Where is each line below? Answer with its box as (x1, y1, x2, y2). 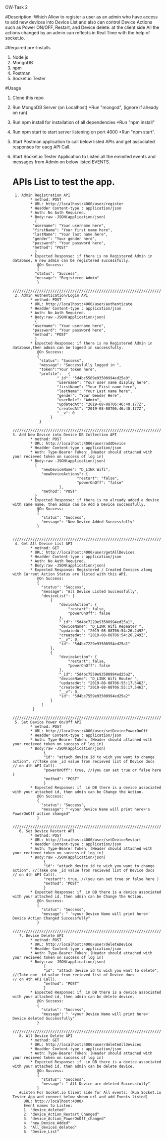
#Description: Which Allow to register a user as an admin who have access (5, 14, 158, 19)
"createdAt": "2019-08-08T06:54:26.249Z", (59, 632, 148, 638)
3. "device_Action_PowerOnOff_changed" (23, 1116, 106, 1121)
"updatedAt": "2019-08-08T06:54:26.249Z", (59, 628, 148, 633)
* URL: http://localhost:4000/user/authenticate (30, 301, 133, 307)
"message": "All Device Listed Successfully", (41, 589, 139, 594)
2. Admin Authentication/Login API (14, 293, 88, 298)
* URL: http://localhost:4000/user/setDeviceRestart (30, 837, 142, 842)
